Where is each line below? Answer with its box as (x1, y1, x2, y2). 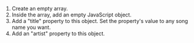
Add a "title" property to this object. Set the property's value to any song (11, 18, 189, 24)
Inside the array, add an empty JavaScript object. (11, 11, 131, 18)
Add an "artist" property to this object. (11, 30, 105, 37)
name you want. (11, 24, 51, 31)
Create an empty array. (11, 5, 68, 12)
